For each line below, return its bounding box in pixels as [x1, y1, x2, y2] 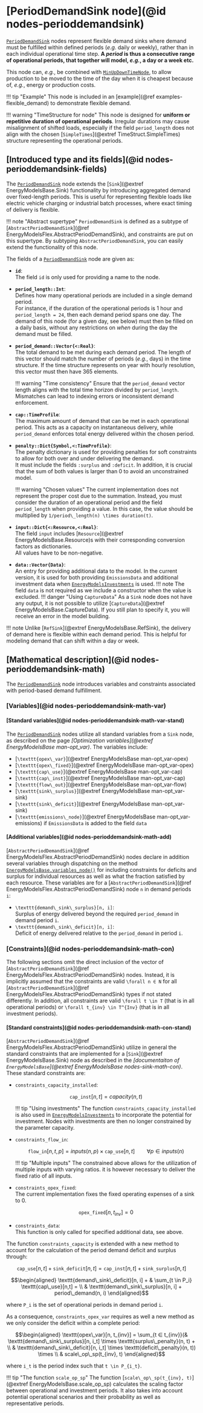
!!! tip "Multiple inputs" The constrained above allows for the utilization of [14, 1159, 197, 1167]
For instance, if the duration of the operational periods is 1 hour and [14, 305, 183, 312]
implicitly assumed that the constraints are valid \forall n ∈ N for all [6, 978, 177, 985]
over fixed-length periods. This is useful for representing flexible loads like [6, 193, 192, 200]
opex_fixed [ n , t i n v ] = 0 [78, 1209, 134, 1218]
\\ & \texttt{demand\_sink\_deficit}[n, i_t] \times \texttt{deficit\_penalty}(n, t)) [7, 1344, 196, 1351]
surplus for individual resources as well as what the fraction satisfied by [6, 872, 185, 880]
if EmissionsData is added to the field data [43, 819, 147, 826]
